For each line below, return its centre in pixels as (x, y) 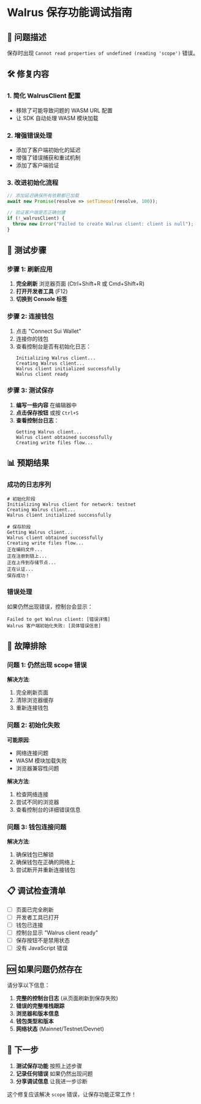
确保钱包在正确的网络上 (45, 862)
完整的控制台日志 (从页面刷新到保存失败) (67, 998)
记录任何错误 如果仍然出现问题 (54, 1073)
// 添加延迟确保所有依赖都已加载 (43, 196)
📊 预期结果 (28, 463)
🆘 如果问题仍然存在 (45, 969)
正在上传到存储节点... (32, 562)
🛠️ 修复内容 (28, 74)
